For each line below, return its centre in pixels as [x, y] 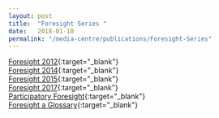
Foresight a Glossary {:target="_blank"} [73, 105]
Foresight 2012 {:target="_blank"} [64, 62]
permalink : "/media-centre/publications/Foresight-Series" [110, 39]
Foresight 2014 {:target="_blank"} [64, 71]
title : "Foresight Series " [58, 24]
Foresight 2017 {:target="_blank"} [64, 88]
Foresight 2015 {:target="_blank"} [64, 79]
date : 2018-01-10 [41, 31]
